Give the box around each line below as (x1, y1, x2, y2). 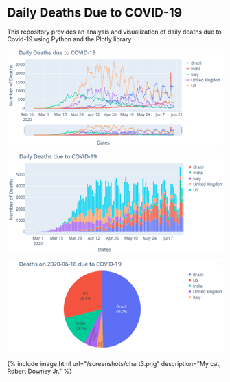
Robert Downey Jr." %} (7, 367, 73, 376)
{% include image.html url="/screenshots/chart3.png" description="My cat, (7, 360, 221, 368)
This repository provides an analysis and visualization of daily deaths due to (7, 28, 222, 36)
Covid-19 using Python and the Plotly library (7, 34, 132, 43)
